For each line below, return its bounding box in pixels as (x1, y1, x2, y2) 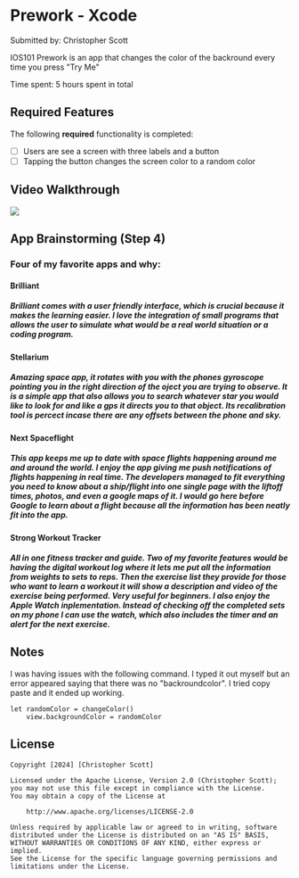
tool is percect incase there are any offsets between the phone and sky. (10, 410, 282, 420)
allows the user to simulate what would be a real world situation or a (10, 319, 269, 330)
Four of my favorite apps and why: (10, 258, 161, 270)
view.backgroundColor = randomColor (26, 712, 163, 721)
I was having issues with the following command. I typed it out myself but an (10, 668, 290, 679)
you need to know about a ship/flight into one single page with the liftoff (10, 481, 283, 492)
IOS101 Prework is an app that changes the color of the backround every (10, 52, 276, 62)
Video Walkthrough (10, 182, 120, 197)
